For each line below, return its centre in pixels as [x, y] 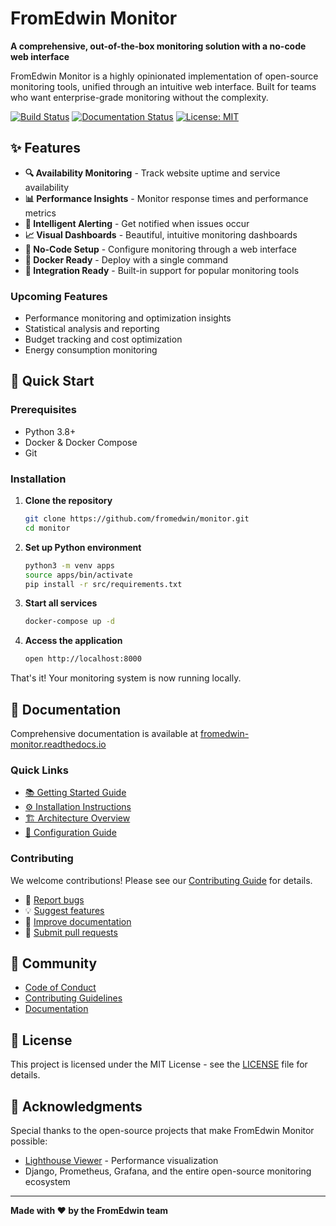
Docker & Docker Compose [81, 442]
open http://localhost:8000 [83, 659]
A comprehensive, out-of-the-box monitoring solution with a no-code [158, 46]
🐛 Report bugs [54, 899]
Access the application [73, 641]
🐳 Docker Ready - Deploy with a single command [126, 259]
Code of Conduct [60, 988]
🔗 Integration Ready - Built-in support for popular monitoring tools [162, 270]
